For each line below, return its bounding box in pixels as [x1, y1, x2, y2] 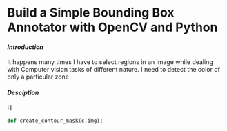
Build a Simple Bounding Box [7, 5, 175, 21]
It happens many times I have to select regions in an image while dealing [7, 58, 213, 66]
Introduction [7, 43, 43, 51]
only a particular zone [7, 72, 69, 81]
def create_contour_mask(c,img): [7, 117, 103, 124]
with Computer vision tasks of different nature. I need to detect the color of [7, 65, 221, 74]
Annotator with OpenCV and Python [7, 19, 218, 35]
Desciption [7, 88, 39, 97]
